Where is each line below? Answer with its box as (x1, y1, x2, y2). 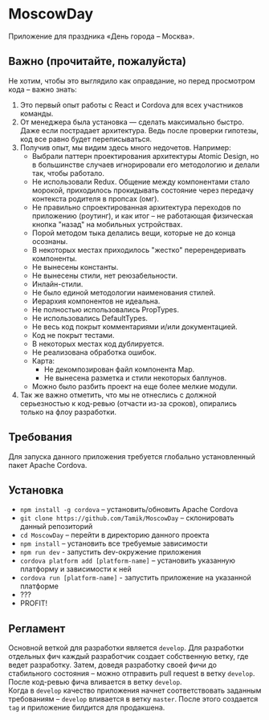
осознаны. (31, 236, 68, 246)
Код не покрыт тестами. (31, 330, 115, 340)
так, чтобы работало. (31, 168, 105, 177)
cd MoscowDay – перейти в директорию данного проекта (19, 531, 210, 540)
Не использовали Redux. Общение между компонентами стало (31, 177, 251, 186)
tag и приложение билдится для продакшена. (8, 703, 165, 713)
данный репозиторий (19, 522, 93, 531)
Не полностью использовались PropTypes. (31, 304, 179, 314)
